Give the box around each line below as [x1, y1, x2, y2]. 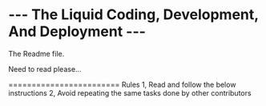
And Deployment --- [8, 22, 147, 41]
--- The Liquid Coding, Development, [8, 6, 259, 24]
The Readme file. [8, 49, 65, 58]
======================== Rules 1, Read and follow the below [8, 80, 236, 89]
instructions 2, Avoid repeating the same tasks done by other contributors [8, 88, 252, 97]
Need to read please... [8, 64, 82, 73]
